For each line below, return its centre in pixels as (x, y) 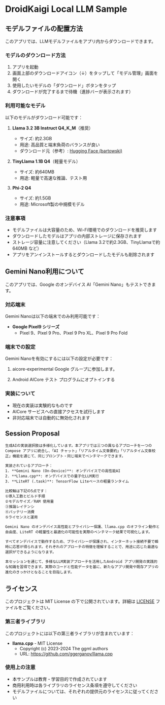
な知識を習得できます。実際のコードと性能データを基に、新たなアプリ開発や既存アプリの (82, 567)
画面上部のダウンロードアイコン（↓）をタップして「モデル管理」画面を (85, 73)
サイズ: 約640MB (37, 172)
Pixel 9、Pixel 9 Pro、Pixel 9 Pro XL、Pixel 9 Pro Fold (74, 333)
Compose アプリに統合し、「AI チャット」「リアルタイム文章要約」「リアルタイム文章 (79, 451)
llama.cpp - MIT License (37, 643)
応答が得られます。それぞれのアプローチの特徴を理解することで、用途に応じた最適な (85, 547)
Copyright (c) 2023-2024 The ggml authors (64, 648)
